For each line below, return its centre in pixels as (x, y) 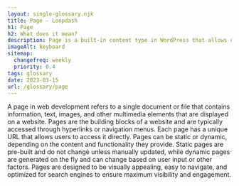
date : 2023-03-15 (33, 80)
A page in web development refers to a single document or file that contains (119, 106)
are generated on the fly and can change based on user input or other (110, 160)
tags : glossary (30, 73)
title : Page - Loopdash (43, 21)
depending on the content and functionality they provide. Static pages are (116, 144)
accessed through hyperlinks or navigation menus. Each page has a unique (118, 129)
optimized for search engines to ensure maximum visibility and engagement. (119, 175)
